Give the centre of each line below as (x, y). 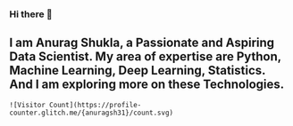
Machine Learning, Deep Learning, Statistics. (138, 71)
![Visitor (28, 105)
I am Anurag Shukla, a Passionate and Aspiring (142, 43)
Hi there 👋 (31, 14)
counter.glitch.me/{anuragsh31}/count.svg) (92, 113)
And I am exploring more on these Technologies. (147, 85)
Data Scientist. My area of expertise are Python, (145, 57)
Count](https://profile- (95, 105)
